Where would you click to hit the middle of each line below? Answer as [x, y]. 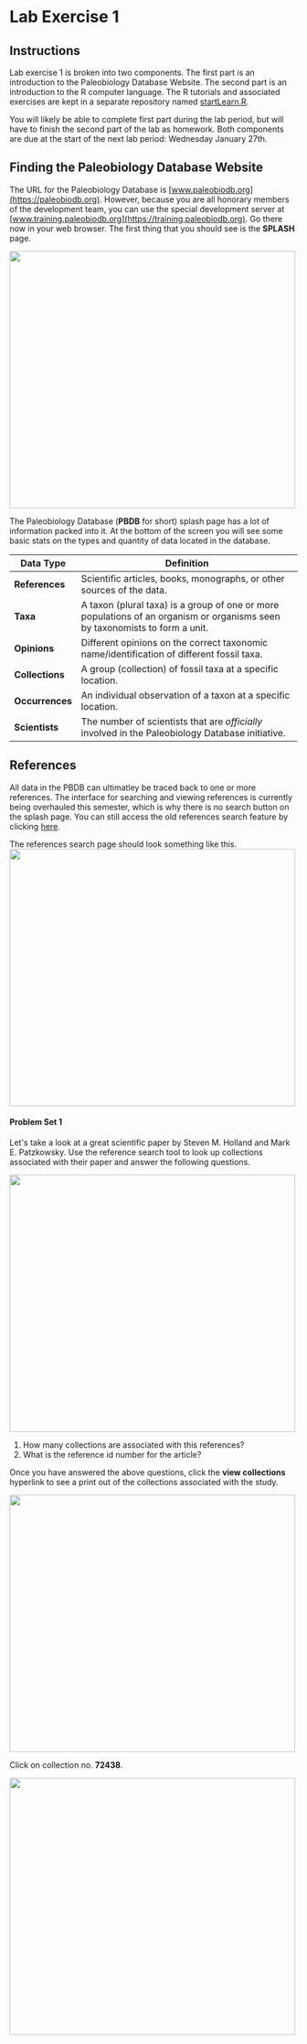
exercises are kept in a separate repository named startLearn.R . [129, 102]
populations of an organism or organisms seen [180, 616]
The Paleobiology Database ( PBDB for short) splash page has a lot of [139, 521]
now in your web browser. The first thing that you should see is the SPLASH [152, 228]
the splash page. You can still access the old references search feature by [149, 817]
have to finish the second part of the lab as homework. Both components [147, 129]
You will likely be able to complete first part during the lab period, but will [147, 119]
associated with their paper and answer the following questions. [130, 1161]
